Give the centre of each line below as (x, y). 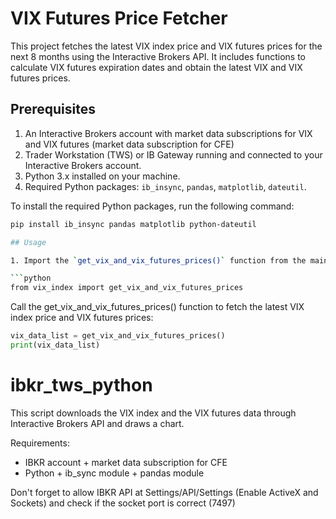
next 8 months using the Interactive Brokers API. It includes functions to (158, 56)
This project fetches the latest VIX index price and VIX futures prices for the (166, 46)
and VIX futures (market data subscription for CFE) (129, 144)
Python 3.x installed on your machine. (102, 176)
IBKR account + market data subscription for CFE (126, 462)
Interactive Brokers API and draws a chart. (97, 423)
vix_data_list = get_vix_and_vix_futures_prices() (118, 336)
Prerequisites (53, 109)
